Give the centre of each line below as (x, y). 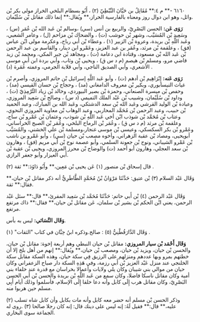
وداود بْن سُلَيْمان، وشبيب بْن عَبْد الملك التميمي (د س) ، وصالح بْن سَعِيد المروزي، (94, 97)
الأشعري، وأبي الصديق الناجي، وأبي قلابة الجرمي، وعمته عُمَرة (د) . (80, 67)
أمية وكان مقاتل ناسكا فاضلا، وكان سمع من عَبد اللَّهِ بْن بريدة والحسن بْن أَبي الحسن (98, 275)
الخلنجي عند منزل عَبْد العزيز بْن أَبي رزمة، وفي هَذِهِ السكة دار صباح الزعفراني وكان (98, 263)
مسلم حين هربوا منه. (29, 288)
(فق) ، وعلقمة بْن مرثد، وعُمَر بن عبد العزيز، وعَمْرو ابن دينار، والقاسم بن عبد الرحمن (99, 47)
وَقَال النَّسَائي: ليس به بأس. (36, 220)
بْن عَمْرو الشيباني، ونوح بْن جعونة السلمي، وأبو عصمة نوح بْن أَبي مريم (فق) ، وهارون (99, 142)
